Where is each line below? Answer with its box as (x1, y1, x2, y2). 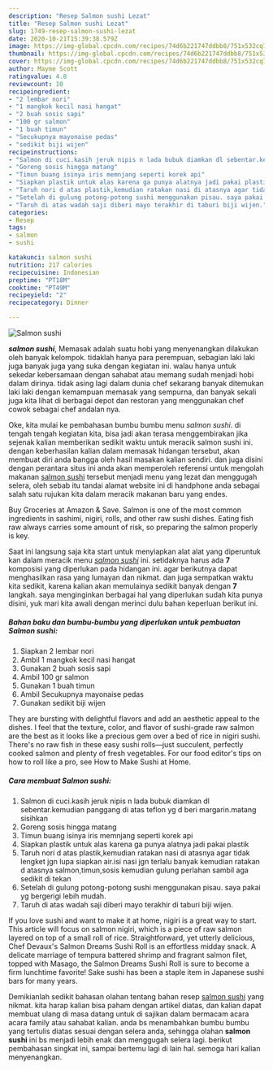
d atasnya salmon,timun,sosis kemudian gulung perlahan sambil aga (19, 865, 249, 875)
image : (8, 42, 31, 50)
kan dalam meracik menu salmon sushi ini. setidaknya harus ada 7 (8, 555, 230, 565)
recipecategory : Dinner (8, 298, 89, 307)
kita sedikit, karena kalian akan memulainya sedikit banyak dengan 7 (8, 581, 237, 590)
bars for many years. (8, 976, 78, 985)
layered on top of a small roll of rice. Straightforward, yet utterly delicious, (8, 933, 255, 942)
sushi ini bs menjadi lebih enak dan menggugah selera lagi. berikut (8, 1034, 233, 1045)
